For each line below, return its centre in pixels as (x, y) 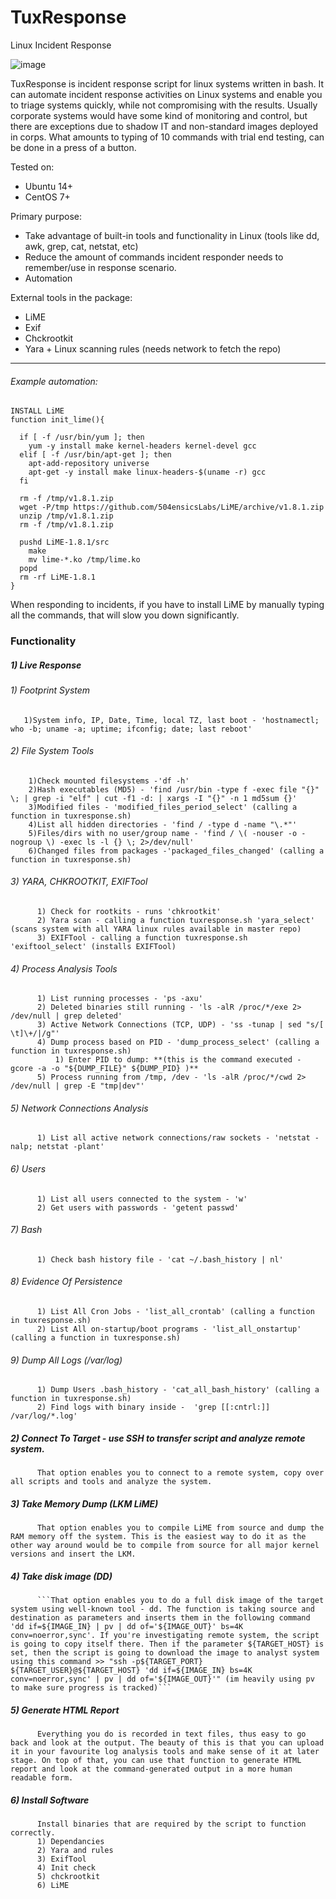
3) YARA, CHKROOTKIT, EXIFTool (79, 882)
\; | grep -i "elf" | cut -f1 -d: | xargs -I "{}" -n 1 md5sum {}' (154, 798)
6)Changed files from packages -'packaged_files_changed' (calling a (176, 851)
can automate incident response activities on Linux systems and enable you (166, 94)
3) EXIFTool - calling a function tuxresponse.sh (142, 938)
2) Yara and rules (75, 1851)
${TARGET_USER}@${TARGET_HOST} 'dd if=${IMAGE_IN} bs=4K (131, 1671)
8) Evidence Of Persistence (66, 1282)
